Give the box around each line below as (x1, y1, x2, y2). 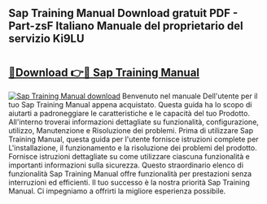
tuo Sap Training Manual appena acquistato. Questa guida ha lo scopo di (8, 100, 252, 109)
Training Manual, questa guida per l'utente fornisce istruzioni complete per (8, 134, 259, 144)
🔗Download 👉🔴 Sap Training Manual (8, 65, 200, 80)
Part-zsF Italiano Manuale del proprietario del (8, 20, 243, 33)
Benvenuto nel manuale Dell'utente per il (121, 91, 258, 101)
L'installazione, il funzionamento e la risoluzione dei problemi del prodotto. (8, 143, 258, 153)
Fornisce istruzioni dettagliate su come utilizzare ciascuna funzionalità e (8, 152, 250, 161)
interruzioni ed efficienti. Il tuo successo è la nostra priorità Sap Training (8, 178, 251, 187)
